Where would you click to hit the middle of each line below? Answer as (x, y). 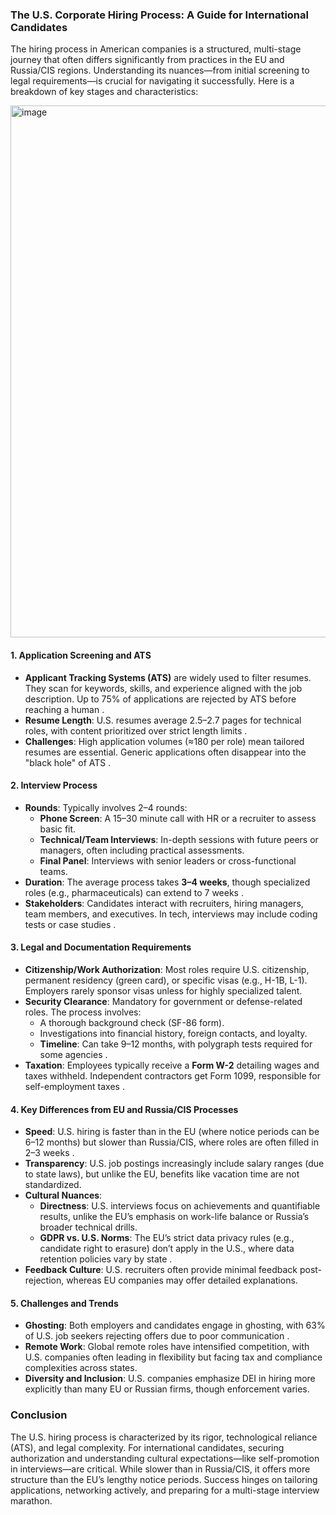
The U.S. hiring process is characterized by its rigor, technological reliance (164, 1437)
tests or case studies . (70, 924)
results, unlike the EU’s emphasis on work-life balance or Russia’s (174, 1217)
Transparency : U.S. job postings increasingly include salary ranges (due (174, 1164)
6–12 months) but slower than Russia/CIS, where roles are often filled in (171, 1142)
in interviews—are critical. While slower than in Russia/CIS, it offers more (160, 1469)
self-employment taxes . (74, 1086)
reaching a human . (64, 709)
